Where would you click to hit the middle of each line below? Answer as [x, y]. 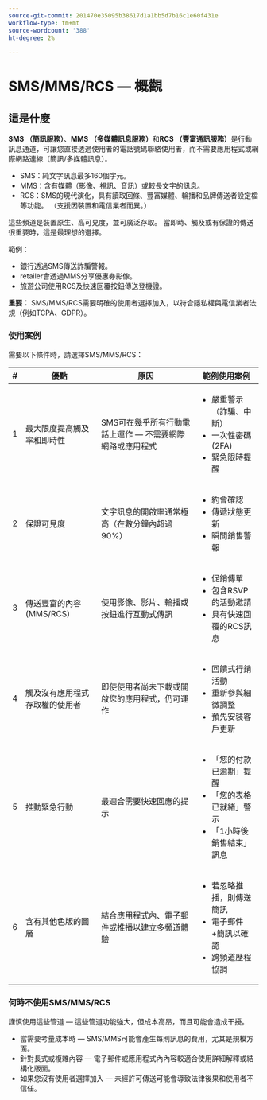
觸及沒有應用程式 [57, 693]
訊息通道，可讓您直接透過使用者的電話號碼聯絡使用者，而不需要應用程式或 [130, 149]
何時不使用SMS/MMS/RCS [60, 1003]
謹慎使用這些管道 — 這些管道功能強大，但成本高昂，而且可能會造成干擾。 [128, 1021]
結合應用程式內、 [133, 915]
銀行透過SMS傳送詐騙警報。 [66, 266]
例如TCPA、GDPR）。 [56, 313]
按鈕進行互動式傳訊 [137, 614]
